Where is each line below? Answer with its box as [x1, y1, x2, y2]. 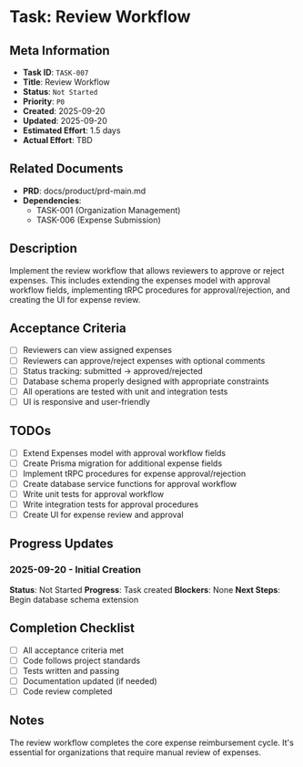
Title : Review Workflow [22, 77, 111, 88]
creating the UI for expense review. [9, 294, 141, 305]
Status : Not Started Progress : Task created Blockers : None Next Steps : [9, 584, 280, 595]
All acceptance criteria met [22, 645, 125, 656]
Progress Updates [9, 536, 114, 552]
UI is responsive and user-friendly [22, 396, 150, 407]
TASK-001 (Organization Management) [35, 204, 181, 215]
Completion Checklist [9, 620, 135, 636]
